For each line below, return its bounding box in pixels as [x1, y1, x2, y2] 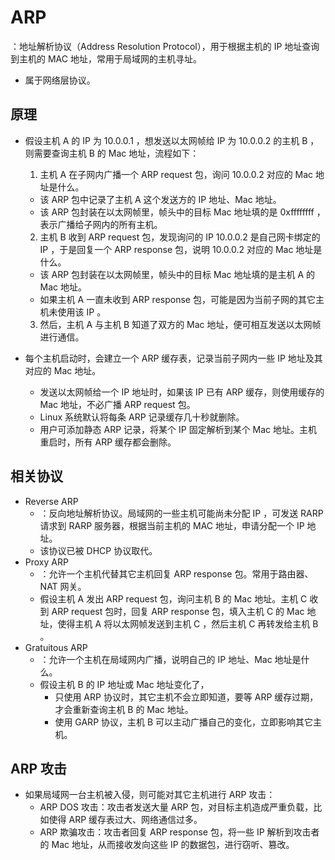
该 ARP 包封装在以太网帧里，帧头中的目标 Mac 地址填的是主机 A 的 [39, 268, 315, 280]
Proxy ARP [24, 556, 69, 568]
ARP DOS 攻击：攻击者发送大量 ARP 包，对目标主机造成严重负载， [39, 801, 314, 813]
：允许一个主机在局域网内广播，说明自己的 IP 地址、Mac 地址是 [39, 653, 302, 665]
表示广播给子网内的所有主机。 [39, 218, 163, 230]
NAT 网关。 [39, 580, 87, 592]
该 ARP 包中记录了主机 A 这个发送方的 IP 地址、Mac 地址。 [39, 193, 282, 205]
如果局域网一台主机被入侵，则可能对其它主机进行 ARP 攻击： [24, 789, 276, 801]
